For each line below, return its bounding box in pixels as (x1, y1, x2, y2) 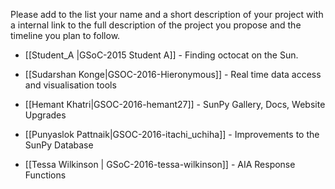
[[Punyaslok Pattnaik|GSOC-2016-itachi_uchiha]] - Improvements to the (24, 129, 320, 140)
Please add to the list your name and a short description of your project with (10, 9, 324, 20)
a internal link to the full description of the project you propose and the (10, 19, 302, 31)
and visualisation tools (24, 79, 117, 91)
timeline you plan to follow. (10, 30, 121, 41)
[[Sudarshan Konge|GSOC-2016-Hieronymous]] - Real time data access (24, 69, 322, 80)
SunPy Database (24, 139, 94, 151)
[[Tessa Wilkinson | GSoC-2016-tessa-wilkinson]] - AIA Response (24, 159, 296, 170)
